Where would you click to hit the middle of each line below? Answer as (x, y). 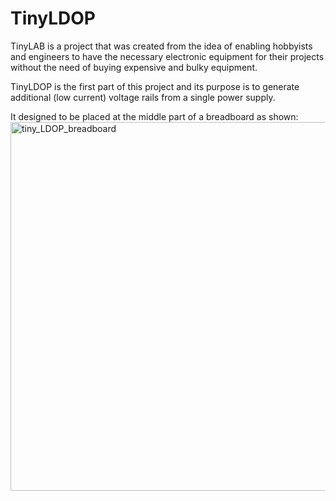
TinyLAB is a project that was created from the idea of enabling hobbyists (161, 46)
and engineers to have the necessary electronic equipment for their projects (167, 56)
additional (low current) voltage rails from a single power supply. (143, 97)
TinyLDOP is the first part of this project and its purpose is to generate (155, 86)
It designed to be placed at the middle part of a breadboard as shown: (154, 116)
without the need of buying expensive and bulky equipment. (134, 67)
